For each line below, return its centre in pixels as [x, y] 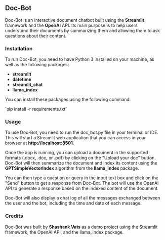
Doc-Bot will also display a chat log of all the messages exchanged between [83, 198]
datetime [22, 80]
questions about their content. [36, 36]
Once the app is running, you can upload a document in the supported [77, 153]
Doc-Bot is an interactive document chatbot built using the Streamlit [75, 20]
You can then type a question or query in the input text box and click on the [82, 178]
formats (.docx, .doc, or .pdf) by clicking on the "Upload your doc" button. [81, 158]
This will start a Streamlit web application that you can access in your [76, 138]
